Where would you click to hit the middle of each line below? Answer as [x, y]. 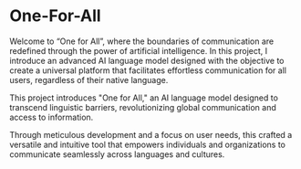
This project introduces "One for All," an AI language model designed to [144, 98]
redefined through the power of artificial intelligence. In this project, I [139, 50]
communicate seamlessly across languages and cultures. [117, 154]
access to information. [52, 117]
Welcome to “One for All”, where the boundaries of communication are [142, 41]
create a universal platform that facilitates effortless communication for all [148, 70]
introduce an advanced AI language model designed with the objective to [147, 60]
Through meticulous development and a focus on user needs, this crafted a [151, 134]
